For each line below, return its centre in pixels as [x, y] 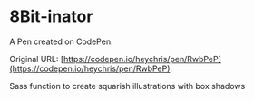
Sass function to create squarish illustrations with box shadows [127, 86]
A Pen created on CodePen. [61, 41]
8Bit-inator [51, 17]
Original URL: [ [37, 59]
